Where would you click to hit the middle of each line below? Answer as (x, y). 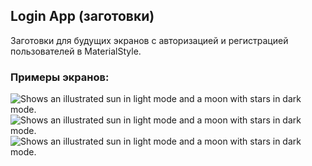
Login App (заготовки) (82, 16)
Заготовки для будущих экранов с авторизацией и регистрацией (149, 40)
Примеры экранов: (60, 77)
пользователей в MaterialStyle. (76, 51)
